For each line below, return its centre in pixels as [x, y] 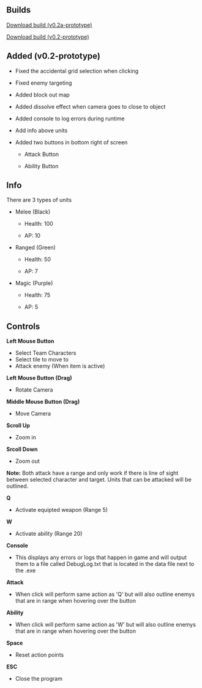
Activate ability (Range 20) [49, 534]
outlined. [17, 486]
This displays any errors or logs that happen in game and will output [101, 557]
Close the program [39, 679]
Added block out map [43, 95]
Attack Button [42, 154]
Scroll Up [18, 425]
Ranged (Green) [36, 247]
